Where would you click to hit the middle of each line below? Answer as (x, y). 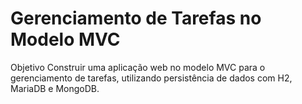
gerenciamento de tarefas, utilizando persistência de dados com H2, (151, 78)
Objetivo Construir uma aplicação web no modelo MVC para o (138, 67)
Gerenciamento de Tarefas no (136, 18)
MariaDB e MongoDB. (55, 88)
